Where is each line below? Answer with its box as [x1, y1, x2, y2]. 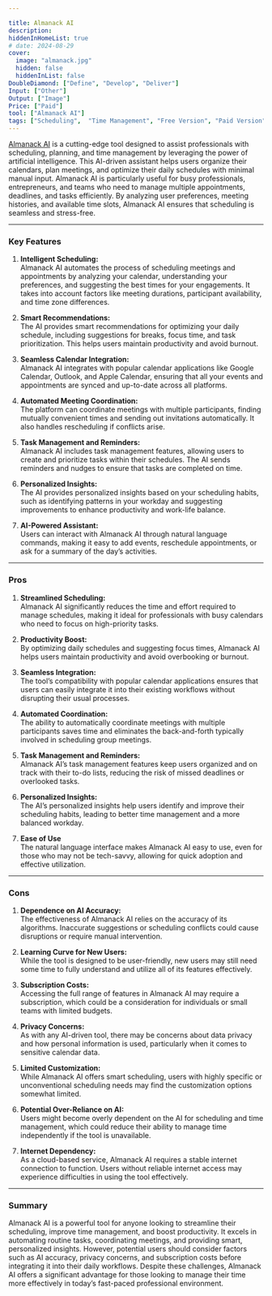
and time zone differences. [19, 297, 110, 307]
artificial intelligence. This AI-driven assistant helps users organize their [8, 156, 248, 166]
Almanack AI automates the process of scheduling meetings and [19, 263, 236, 272]
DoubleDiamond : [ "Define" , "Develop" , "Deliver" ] [8, 79, 180, 88]
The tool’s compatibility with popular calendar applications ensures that [19, 676, 259, 686]
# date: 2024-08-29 [8, 41, 74, 49]
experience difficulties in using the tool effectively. [19, 1172, 189, 1182]
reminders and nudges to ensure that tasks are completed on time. [19, 464, 243, 473]
